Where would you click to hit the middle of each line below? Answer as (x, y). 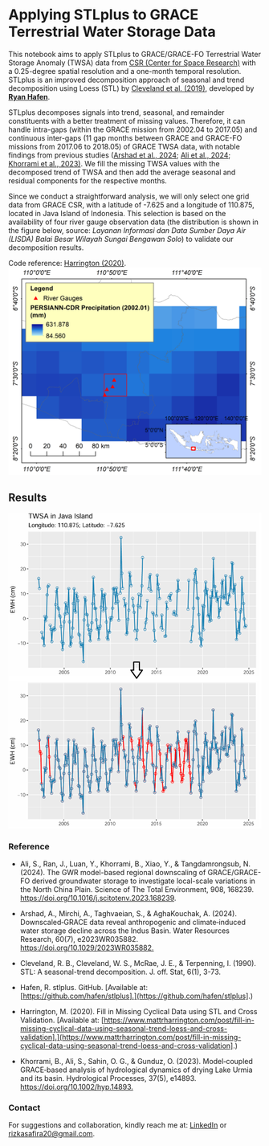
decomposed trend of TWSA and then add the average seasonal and (122, 172)
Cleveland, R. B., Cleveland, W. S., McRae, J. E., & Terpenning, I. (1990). (138, 964)
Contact (24, 1108)
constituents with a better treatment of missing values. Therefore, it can (127, 121)
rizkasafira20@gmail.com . (52, 1134)
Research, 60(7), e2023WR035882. (79, 939)
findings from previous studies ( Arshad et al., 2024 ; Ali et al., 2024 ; (120, 155)
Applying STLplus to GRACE (104, 15)
